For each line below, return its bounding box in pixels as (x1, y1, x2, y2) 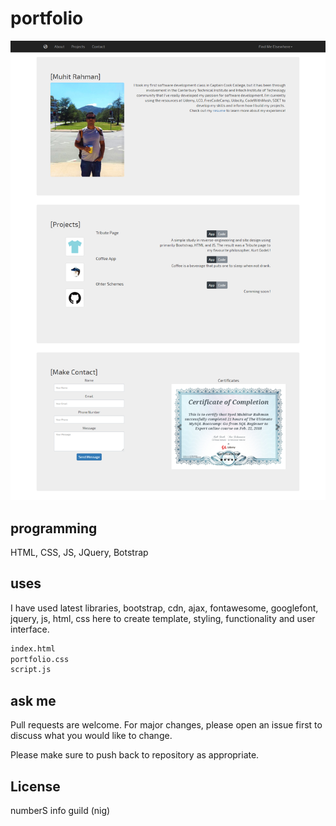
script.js (10, 665, 52, 675)
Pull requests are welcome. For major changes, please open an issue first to (10, 719, 323, 731)
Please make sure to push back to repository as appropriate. (10, 749, 260, 761)
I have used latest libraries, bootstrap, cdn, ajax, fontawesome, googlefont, (10, 602, 319, 614)
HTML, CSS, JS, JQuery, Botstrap (10, 546, 149, 558)
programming (10, 520, 98, 537)
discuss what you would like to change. (10, 730, 173, 742)
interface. (10, 623, 50, 635)
